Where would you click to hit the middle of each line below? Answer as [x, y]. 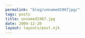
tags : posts [18, 14]
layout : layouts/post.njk [32, 28]
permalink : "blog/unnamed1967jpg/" [43, 10]
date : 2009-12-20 [24, 23]
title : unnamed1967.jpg [30, 19]
